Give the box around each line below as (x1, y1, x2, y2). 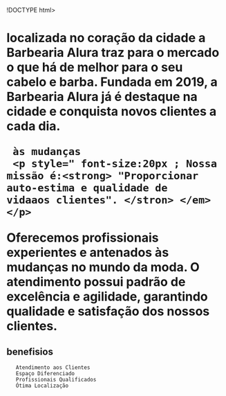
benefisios (6, 345, 53, 357)
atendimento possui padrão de (6, 274, 186, 290)
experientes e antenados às (6, 245, 169, 260)
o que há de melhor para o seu (6, 60, 183, 75)
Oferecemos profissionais (6, 230, 159, 246)
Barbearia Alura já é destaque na (6, 89, 198, 105)
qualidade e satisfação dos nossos (6, 304, 210, 319)
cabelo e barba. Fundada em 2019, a (6, 74, 218, 90)
